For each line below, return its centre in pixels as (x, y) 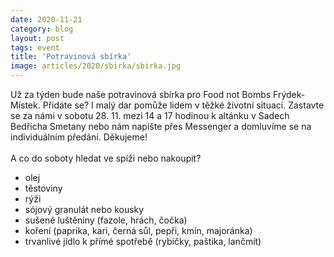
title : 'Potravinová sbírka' (71, 57)
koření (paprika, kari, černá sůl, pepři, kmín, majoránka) (138, 230)
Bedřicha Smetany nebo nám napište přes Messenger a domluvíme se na (161, 126)
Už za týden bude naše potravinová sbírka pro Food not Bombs (141, 94)
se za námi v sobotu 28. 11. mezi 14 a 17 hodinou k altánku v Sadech (150, 115)
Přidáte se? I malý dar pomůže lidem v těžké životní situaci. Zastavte (183, 105)
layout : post (37, 38)
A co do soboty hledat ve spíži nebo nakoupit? (106, 158)
